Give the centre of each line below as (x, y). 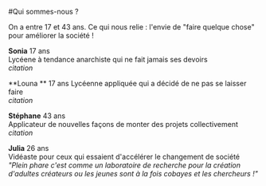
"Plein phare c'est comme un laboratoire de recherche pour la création (125, 165)
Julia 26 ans (29, 148)
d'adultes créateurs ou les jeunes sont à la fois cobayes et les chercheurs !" (133, 174)
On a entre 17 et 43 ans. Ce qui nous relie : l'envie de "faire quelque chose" (131, 27)
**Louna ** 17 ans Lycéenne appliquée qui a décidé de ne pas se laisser (127, 83)
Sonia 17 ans (29, 51)
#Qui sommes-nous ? (43, 12)
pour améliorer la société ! (51, 36)
